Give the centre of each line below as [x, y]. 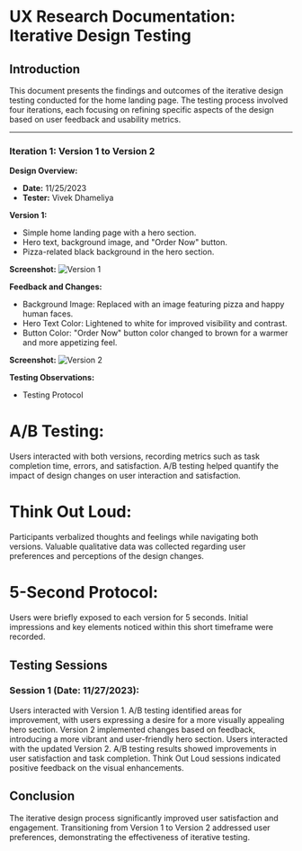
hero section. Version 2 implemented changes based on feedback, [133, 729]
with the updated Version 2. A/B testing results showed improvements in [143, 748]
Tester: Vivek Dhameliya [68, 198]
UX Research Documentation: [123, 17]
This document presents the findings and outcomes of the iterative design [147, 91]
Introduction [45, 69]
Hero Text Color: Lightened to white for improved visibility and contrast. [155, 324]
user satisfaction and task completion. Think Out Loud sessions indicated [145, 758]
